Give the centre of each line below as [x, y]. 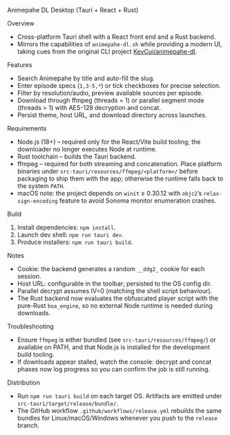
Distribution [23, 382]
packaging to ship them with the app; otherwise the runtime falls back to [120, 178]
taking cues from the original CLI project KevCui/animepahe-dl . [107, 52]
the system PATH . [41, 186]
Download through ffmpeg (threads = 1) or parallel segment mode [111, 100]
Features [20, 65]
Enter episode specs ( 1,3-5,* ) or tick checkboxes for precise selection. [119, 85]
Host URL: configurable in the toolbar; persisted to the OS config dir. [114, 284]
